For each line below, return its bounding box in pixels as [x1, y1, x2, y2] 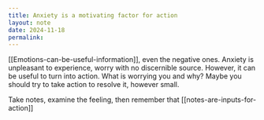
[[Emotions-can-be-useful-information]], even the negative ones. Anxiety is [8, 55, 255, 64]
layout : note [8, 19, 51, 27]
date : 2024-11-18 [8, 26, 65, 34]
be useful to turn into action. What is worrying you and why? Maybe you [8, 71, 242, 81]
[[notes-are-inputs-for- [180, 95, 257, 104]
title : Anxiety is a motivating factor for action [8, 11, 178, 20]
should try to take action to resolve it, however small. [8, 80, 180, 89]
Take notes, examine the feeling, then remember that [8, 95, 180, 104]
